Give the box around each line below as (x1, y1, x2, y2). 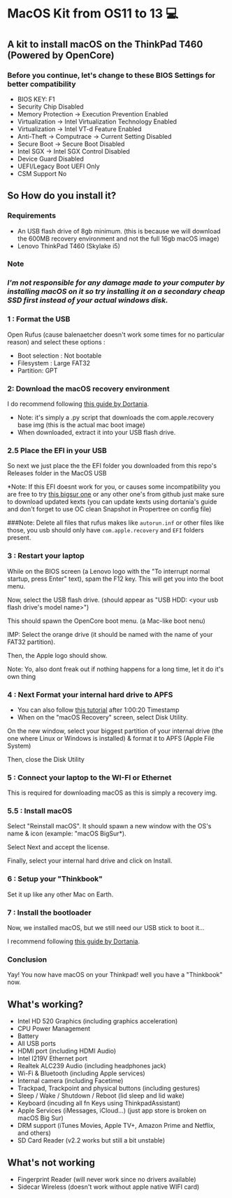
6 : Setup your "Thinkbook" (7, 874, 103, 884)
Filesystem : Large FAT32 (17, 358, 91, 367)
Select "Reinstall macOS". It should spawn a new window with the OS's (7, 822, 212, 830)
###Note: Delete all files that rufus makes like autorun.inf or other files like (7, 518, 225, 527)
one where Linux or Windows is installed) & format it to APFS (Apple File (7, 734, 215, 742)
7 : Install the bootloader (7, 908, 92, 917)
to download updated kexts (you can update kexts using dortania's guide (7, 497, 217, 506)
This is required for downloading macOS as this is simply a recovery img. (7, 788, 217, 797)
